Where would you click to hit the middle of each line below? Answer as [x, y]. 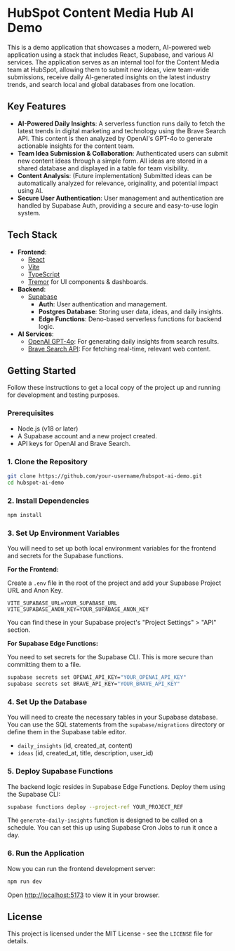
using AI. [30, 190]
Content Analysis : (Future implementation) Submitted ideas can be [115, 175]
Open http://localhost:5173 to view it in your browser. [83, 895]
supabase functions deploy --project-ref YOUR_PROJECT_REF [95, 807]
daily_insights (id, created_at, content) [75, 746]
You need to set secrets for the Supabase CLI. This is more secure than [110, 657]
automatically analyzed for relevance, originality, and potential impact [118, 183]
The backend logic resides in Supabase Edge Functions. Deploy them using [116, 786]
